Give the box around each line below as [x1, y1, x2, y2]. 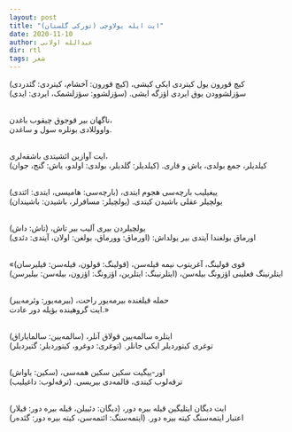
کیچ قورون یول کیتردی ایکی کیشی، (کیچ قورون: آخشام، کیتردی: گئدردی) [9, 79, 245, 89]
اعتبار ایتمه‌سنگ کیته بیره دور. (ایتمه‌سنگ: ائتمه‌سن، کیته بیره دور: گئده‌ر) [9, 412, 244, 422]
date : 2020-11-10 [9, 29, 73, 38]
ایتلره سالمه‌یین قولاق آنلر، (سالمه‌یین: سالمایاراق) [9, 331, 173, 342]
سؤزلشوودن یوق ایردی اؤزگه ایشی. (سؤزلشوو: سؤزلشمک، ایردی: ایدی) [9, 88, 246, 98]
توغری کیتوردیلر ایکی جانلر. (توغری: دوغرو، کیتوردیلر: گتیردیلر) [9, 341, 214, 350]
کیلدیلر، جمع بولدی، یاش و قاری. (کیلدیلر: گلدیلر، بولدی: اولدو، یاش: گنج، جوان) [9, 161, 267, 170]
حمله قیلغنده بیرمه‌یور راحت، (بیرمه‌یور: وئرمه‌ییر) [9, 295, 170, 305]
